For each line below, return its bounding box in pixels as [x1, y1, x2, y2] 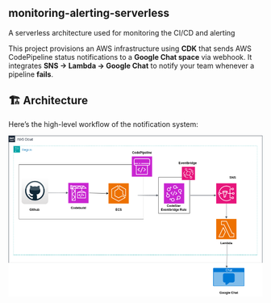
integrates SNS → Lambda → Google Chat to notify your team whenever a [8, 61, 255, 70]
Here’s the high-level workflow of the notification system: [8, 119, 199, 128]
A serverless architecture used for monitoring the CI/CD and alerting [8, 27, 236, 37]
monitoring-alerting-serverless [8, 6, 170, 20]
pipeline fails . [8, 69, 54, 79]
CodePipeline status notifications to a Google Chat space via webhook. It [8, 52, 252, 61]
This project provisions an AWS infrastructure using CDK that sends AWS [8, 44, 252, 53]
